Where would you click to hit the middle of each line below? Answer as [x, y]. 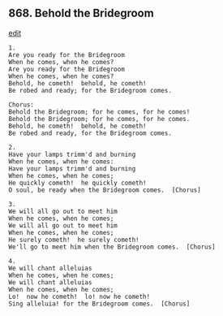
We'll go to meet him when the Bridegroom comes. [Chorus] [112, 247]
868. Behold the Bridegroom [81, 13]
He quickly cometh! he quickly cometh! [78, 183]
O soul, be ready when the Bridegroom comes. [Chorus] [105, 190]
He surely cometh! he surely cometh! [74, 240]
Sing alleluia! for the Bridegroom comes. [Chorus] [99, 304]
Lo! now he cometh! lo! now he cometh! [79, 297]
